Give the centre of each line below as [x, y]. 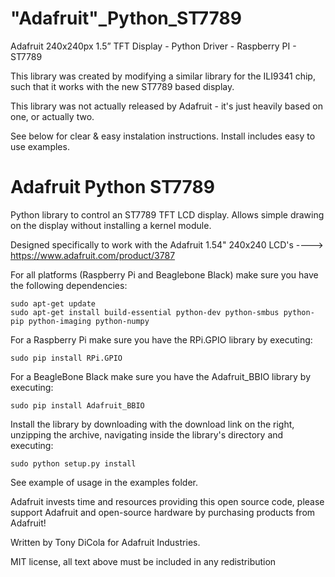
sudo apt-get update [53, 303]
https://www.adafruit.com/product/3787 [93, 255]
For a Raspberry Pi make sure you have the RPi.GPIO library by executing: [161, 339]
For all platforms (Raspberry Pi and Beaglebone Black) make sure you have [164, 274]
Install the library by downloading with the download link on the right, [152, 424]
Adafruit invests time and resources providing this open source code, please [167, 501]
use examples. [40, 146]
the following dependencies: [69, 285]
